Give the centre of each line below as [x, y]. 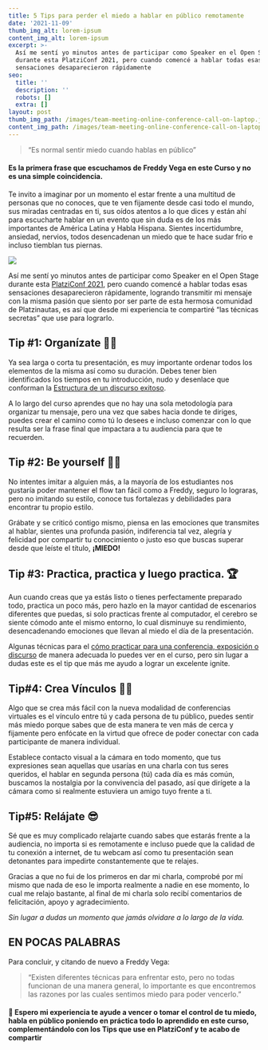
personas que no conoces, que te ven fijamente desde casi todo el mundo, [131, 202]
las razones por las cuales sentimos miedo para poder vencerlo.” [134, 994]
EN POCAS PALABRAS [65, 943]
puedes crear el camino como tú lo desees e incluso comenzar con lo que [130, 420]
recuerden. [26, 437]
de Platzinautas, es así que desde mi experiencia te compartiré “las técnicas [134, 309]
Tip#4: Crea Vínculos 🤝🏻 [71, 689]
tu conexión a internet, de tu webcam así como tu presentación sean [121, 853]
